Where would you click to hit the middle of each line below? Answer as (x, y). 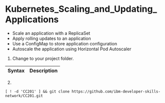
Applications (32, 19)
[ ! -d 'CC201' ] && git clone (37, 91)
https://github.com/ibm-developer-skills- (116, 91)
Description (44, 70)
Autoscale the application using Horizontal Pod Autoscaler (72, 49)
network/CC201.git (24, 96)
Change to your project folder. (43, 58)
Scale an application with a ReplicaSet (51, 33)
